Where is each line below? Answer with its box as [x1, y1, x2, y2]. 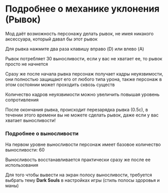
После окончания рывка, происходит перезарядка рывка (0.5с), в [5, 106, 148, 112]
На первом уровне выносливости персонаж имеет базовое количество [5, 141, 161, 147]
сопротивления [5, 97, 39, 103]
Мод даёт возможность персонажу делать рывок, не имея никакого [5, 30, 154, 36]
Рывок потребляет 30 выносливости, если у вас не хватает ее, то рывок [5, 55, 163, 61]
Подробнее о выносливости [5, 130, 79, 137]
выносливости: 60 [5, 147, 45, 153]
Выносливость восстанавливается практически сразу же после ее [5, 157, 151, 163]
